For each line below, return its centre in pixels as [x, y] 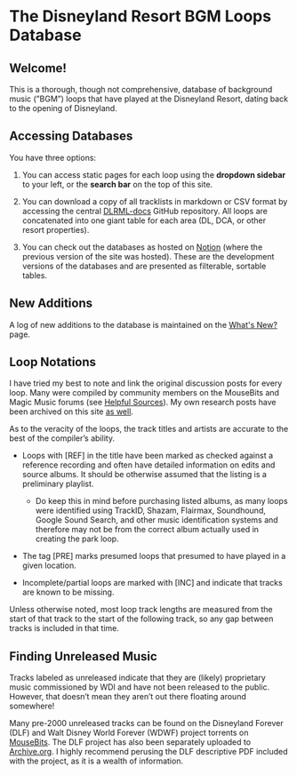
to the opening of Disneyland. [63, 108]
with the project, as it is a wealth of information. [96, 761]
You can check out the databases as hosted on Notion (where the [142, 247]
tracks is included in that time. [64, 628]
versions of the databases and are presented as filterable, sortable [144, 266]
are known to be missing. [68, 592]
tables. [34, 275]
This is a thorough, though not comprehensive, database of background [141, 89]
